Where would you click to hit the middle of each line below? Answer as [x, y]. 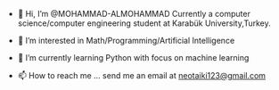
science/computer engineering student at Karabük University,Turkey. [144, 23]
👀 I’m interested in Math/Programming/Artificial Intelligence [126, 41]
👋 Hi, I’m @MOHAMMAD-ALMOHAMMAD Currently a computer [134, 14]
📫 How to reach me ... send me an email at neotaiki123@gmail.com [141, 75]
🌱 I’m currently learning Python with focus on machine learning [133, 57]
